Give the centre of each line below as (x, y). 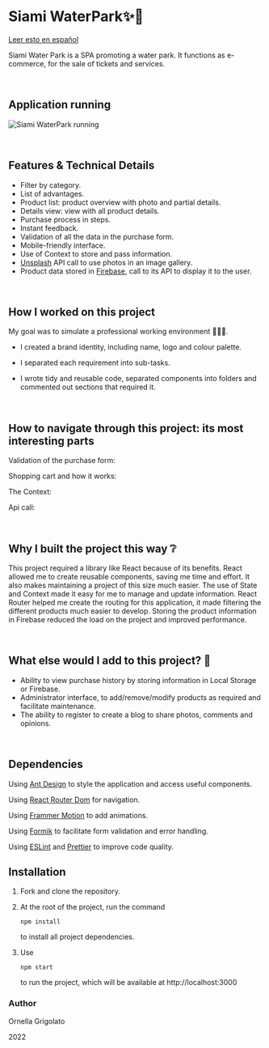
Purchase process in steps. (65, 219)
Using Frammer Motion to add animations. (78, 815)
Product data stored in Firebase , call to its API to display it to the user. (136, 271)
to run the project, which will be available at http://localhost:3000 (128, 982)
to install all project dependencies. (77, 937)
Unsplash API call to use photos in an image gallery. (106, 262)
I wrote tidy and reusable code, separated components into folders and (138, 379)
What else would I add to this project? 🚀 (110, 661)
